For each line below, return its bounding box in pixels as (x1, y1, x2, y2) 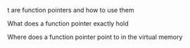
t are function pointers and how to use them (7, 6, 134, 14)
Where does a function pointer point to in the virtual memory (7, 33, 183, 41)
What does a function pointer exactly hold (7, 19, 129, 27)
